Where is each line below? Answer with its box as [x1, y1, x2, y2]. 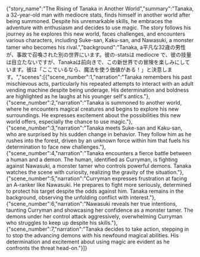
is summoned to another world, [105, 99, 182, 106]
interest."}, [130, 194, 156, 201]
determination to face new [6, 143, 71, 151]
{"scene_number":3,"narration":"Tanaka [6, 124, 104, 131]
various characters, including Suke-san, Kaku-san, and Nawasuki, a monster [6, 37, 194, 43]
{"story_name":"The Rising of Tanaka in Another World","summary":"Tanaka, [6, 5, 194, 12]
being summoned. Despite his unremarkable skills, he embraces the [6, 18, 173, 24]
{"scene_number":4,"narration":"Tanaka [6, 150, 104, 156]
